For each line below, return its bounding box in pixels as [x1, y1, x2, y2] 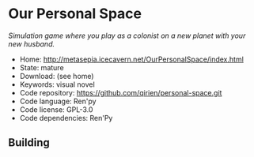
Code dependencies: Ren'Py [19, 113, 113, 122]
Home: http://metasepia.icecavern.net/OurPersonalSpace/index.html [19, 54, 244, 64]
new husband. [8, 39, 55, 48]
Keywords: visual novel [19, 80, 95, 89]
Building [8, 136, 50, 150]
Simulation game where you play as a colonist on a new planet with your [8, 31, 246, 40]
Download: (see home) [19, 71, 94, 80]
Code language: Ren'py [19, 96, 97, 106]
